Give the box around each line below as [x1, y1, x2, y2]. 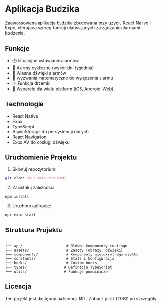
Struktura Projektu [5, 226, 62, 234]
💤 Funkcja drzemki [12, 80, 51, 86]
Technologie [5, 100, 44, 108]
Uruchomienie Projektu [5, 153, 77, 161]
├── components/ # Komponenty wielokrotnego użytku [5, 252, 139, 257]
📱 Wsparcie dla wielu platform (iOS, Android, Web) [12, 86, 114, 92]
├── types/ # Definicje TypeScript [5, 265, 112, 270]
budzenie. [5, 30, 25, 36]
